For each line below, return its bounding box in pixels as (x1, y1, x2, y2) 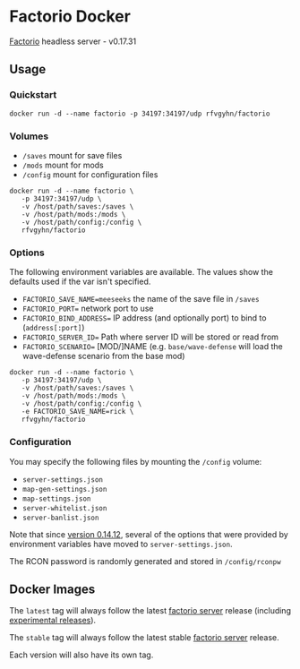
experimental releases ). (9, 615, 97, 626)
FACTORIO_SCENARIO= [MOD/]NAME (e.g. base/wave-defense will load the (21, 341, 284, 352)
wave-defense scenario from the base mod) (21, 351, 185, 362)
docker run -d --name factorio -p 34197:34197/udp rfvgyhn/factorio (9, 109, 270, 118)
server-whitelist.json (21, 503, 107, 512)
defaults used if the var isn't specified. (9, 276, 151, 287)
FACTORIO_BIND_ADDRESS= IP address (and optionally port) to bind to (21, 313, 267, 323)
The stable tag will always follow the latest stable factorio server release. (9, 632, 279, 643)
